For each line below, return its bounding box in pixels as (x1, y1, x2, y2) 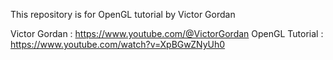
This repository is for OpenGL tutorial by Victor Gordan (10, 9, 236, 20)
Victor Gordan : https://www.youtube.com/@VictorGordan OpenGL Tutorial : (10, 28, 324, 39)
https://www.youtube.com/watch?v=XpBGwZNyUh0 (10, 39, 226, 50)
